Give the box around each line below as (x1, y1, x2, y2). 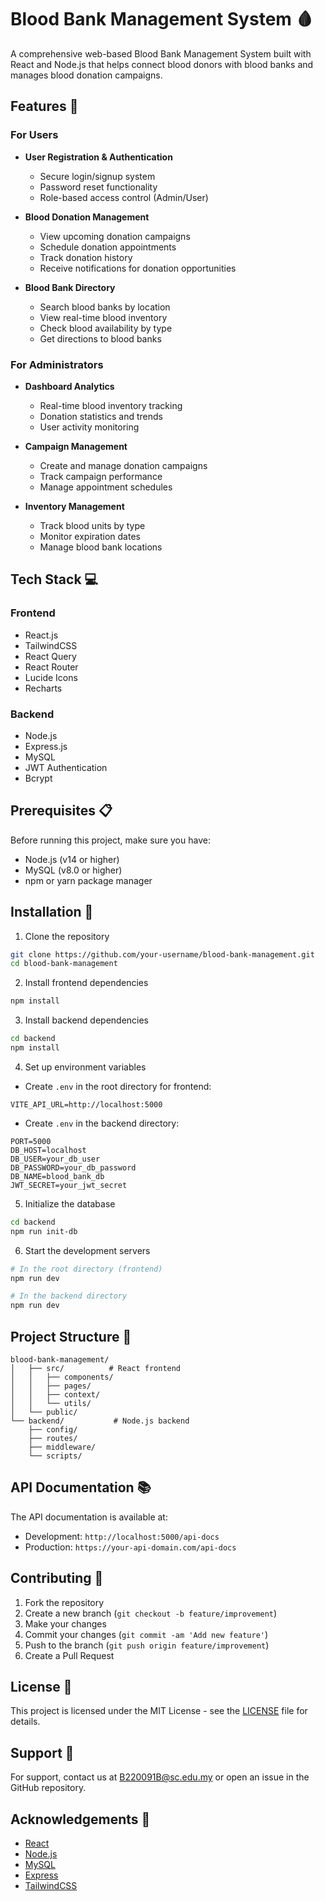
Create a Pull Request (24, 1649, 115, 1661)
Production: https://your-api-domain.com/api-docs (24, 1541, 237, 1553)
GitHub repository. (10, 1782, 87, 1794)
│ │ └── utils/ (10, 1398, 92, 1408)
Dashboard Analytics (24, 380, 115, 392)
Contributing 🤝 (10, 1570, 104, 1587)
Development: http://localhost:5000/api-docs (24, 1530, 220, 1542)
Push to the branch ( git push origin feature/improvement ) (24, 1639, 270, 1651)
